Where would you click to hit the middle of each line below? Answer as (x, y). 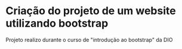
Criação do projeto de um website (91, 11)
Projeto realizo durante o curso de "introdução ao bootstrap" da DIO (89, 40)
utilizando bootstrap (57, 23)
